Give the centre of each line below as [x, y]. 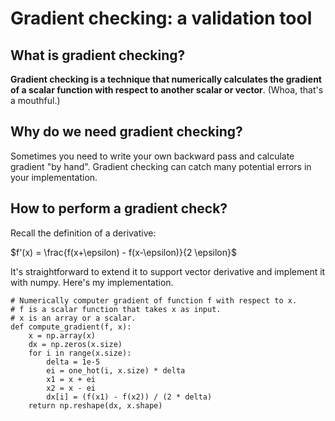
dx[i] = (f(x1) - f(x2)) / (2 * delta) [129, 397]
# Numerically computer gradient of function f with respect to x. [154, 300]
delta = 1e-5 [73, 362]
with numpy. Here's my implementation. [92, 282]
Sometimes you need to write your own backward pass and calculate [152, 156]
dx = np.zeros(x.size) [75, 344]
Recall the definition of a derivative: [83, 233]
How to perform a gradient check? [119, 208]
